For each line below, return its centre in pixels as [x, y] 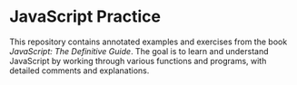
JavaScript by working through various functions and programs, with [138, 61]
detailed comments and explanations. [79, 71]
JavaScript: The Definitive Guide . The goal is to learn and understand [139, 51]
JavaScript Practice [85, 17]
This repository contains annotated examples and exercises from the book [148, 42]
